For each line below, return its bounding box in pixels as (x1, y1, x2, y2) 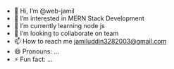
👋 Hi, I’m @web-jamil (13, 7, 75, 15)
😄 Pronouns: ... (13, 47, 60, 56)
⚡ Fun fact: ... (13, 55, 53, 63)
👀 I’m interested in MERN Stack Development (13, 14, 144, 23)
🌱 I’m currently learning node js (13, 22, 105, 30)
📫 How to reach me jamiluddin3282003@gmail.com (13, 37, 167, 45)
